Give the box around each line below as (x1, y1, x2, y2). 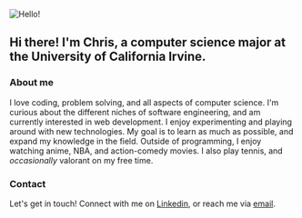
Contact (9, 177, 46, 190)
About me (9, 76, 55, 89)
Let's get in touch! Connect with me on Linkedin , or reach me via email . (9, 198, 276, 209)
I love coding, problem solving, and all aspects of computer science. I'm (9, 96, 279, 108)
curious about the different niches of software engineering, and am (9, 106, 261, 117)
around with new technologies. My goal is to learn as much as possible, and (9, 125, 294, 136)
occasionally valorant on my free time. (9, 154, 154, 165)
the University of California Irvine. (9, 49, 206, 64)
